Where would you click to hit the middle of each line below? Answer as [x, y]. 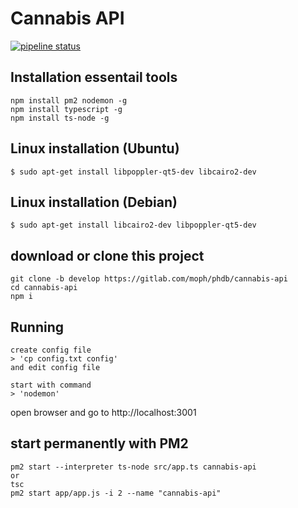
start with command [51, 385]
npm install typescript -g [66, 109]
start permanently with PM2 [99, 443]
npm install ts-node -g [60, 118]
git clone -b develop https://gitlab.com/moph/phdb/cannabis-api [149, 279]
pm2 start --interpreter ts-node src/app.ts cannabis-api [133, 467]
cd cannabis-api [44, 288]
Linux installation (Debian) [94, 202]
